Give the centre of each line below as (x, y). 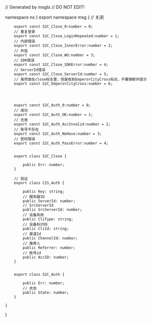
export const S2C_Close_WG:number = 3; (55, 55)
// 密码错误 (25, 139)
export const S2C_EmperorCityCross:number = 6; (63, 84)
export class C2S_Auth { (39, 183)
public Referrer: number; (49, 248)
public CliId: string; (46, 229)
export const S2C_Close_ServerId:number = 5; (61, 74)
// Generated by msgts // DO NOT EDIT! (45, 7)
